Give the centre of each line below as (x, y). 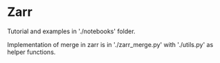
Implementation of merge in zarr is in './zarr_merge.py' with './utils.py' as (110, 44)
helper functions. (31, 52)
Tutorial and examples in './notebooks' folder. (72, 31)
